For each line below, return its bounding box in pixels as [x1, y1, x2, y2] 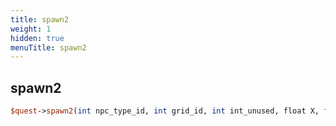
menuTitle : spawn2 [10, 42, 87, 53]
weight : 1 [10, 24, 52, 34]
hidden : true [10, 33, 65, 43]
